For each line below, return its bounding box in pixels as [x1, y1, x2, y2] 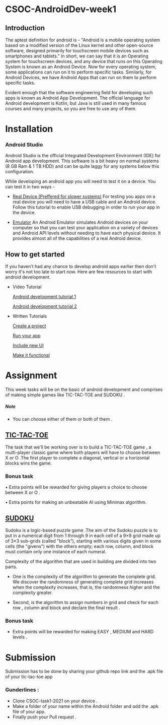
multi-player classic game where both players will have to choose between [5, 449, 160, 455]
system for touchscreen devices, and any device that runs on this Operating [5, 58, 162, 64]
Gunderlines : [5, 686, 39, 693]
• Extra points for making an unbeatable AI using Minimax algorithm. [5, 499, 147, 505]
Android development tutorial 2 [12, 303, 77, 309]
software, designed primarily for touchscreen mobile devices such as [5, 48, 149, 53]
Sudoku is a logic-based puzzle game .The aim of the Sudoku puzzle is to [5, 528, 158, 534]
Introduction [5, 24, 45, 32]
